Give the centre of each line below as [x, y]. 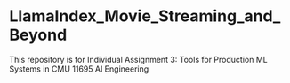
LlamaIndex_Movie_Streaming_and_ [145, 16]
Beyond [38, 35]
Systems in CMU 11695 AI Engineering [79, 69]
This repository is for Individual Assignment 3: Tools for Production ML [139, 59]
